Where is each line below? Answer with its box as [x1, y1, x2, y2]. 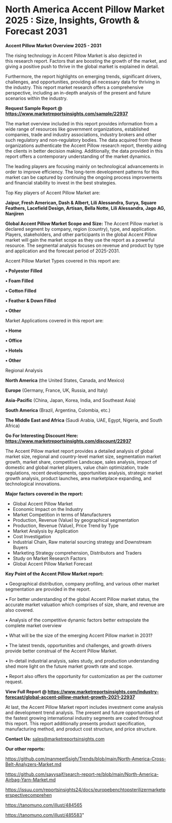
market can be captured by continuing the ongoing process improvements [5, 174, 163, 180]
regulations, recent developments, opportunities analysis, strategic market [5, 469, 163, 476]
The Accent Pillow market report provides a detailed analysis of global [5, 448, 154, 454]
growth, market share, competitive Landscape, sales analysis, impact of [5, 459, 158, 465]
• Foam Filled [5, 278, 34, 284]
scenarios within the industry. [5, 95, 68, 101]
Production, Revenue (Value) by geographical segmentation [12, 517, 140, 523]
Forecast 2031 [5, 26, 68, 37]
